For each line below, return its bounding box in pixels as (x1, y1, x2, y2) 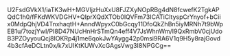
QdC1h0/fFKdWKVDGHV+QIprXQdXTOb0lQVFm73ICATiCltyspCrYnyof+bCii (7, 13, 221, 21)
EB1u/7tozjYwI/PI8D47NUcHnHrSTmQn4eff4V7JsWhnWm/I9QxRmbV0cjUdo (7, 27, 223, 35)
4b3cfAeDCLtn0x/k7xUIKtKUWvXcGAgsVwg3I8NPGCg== (7, 42, 172, 49)
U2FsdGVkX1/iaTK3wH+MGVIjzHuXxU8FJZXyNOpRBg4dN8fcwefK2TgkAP (7, 6, 220, 13)
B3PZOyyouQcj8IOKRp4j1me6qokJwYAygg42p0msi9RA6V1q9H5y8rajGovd (7, 34, 221, 43)
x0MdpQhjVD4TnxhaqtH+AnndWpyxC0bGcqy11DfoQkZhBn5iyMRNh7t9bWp (7, 20, 224, 28)
